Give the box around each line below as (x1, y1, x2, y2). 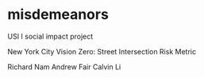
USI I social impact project (7, 32, 94, 41)
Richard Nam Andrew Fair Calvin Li (7, 61, 121, 72)
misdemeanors (7, 6, 109, 24)
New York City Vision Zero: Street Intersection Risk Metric (7, 46, 196, 56)
